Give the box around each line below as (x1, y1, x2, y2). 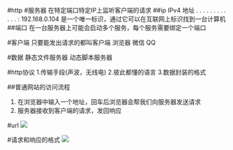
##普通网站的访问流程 (7, 83, 70, 91)
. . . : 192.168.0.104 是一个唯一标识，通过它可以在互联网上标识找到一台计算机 (7, 15, 226, 23)
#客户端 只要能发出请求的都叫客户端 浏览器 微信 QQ (7, 38, 156, 47)
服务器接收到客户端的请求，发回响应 (17, 107, 122, 114)
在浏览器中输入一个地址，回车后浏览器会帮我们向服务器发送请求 (17, 98, 201, 106)
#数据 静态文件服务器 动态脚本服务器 (7, 53, 113, 61)
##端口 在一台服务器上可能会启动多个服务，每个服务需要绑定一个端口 (7, 24, 206, 31)
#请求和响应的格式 (7, 135, 61, 144)
